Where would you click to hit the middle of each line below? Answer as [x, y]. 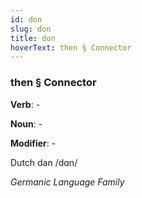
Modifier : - [33, 143]
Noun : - [26, 123]
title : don [33, 38]
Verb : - [25, 104]
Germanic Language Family [67, 182]
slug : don [31, 29]
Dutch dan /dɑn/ [44, 162]
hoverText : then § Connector [71, 47]
